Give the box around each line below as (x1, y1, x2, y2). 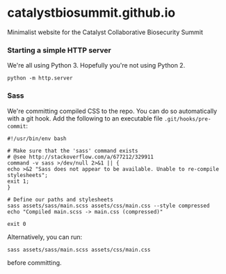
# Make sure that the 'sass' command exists (7, 147, 138, 154)
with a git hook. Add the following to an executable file (7, 114, 163, 123)
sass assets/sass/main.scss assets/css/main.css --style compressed (7, 202, 210, 209)
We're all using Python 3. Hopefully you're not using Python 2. (7, 61, 186, 70)
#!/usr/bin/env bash (7, 135, 67, 142)
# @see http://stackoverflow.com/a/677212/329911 (7, 153, 154, 160)
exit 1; (7, 178, 30, 185)
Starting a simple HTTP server (7, 45, 111, 55)
